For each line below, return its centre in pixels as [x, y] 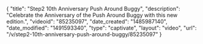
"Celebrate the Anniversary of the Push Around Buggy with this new [92, 15]
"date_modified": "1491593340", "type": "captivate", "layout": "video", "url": [102, 28]
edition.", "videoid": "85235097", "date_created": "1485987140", [87, 21]
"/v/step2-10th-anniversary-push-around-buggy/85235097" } [84, 34]
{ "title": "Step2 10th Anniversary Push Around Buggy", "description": [93, 9]
